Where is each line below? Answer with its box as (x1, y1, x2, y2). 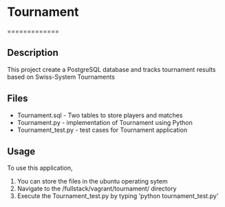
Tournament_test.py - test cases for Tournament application (17, 126, 188, 134)
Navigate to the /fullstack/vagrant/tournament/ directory (17, 184, 177, 193)
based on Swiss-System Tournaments (7, 72, 116, 81)
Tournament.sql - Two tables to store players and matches (17, 111, 183, 119)
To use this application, (7, 164, 74, 172)
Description (7, 47, 58, 59)
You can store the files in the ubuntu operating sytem (17, 177, 168, 186)
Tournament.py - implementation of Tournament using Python (17, 118, 193, 126)
